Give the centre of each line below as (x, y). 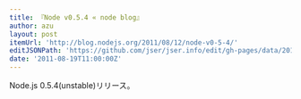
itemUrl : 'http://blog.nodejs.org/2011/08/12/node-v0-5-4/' (124, 42)
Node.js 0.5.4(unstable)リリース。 (72, 85)
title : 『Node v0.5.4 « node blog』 (76, 17)
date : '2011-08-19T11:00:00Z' (66, 59)
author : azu (31, 26)
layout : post (34, 34)
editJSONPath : (36, 51)
